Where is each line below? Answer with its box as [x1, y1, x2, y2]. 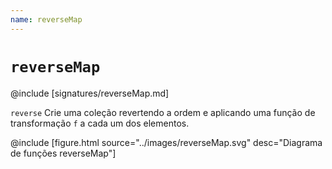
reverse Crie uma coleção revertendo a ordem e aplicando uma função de [10, 106, 316, 118]
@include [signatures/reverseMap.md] [10, 87, 170, 99]
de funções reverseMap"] [10, 147, 117, 159]
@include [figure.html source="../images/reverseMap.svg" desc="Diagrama [10, 136, 323, 148]
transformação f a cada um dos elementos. [10, 117, 190, 129]
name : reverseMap [10, 14, 83, 25]
